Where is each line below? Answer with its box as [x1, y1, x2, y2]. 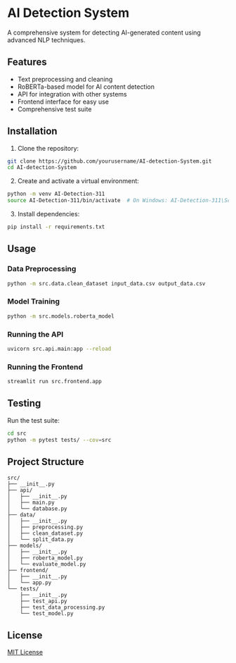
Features [7, 56, 47, 68]
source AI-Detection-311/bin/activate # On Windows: [7, 197, 169, 204]
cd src [7, 430, 27, 437]
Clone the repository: [17, 144, 79, 152]
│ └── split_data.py [7, 536, 74, 543]
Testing [7, 397, 41, 409]
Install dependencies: [17, 210, 80, 218]
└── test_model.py [20, 610, 74, 617]
